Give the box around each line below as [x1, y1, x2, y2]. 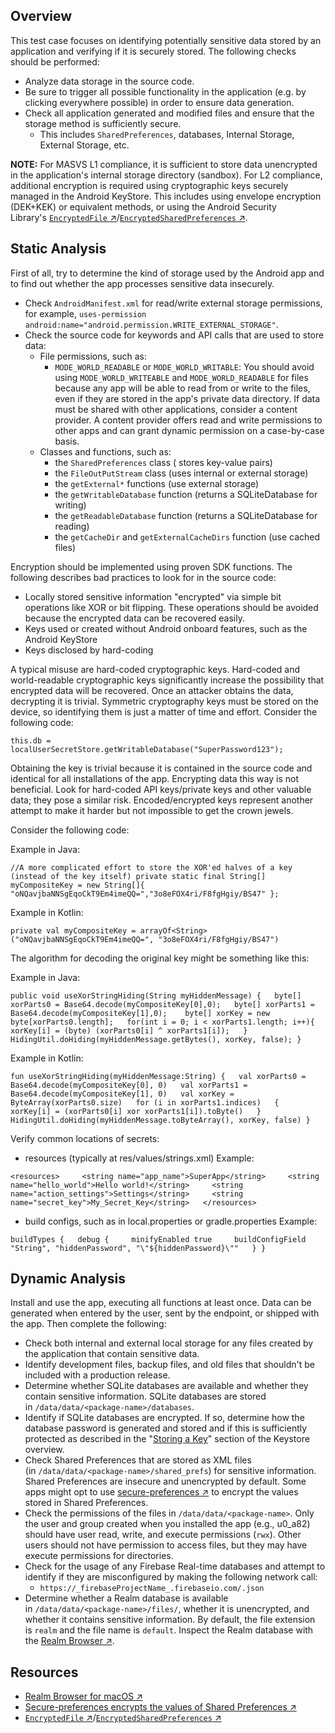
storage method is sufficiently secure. [24, 117, 182, 129]
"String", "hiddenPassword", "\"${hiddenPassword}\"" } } [10, 1243, 267, 1253]
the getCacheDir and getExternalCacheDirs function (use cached [54, 530, 321, 543]
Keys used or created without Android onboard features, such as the [24, 622, 308, 634]
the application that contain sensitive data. [24, 1348, 200, 1360]
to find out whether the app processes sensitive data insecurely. [10, 277, 275, 289]
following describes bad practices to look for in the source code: [10, 571, 277, 583]
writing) [54, 499, 87, 511]
